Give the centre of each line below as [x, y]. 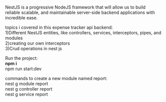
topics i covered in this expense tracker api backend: [59, 27]
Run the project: [22, 58]
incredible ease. [22, 18]
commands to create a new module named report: [56, 78]
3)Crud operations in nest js [33, 49]
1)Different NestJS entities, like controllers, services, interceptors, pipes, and [83, 33]
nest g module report [27, 84]
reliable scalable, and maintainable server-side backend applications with [80, 12]
